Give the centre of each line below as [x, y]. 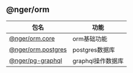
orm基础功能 [90, 39]
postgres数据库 [94, 49]
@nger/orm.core [32, 38]
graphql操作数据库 [98, 61]
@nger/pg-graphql [36, 60]
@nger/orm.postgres [38, 49]
